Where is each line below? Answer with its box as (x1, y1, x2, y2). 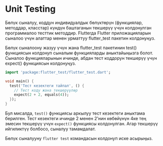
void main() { (5, 78, 34, 84)
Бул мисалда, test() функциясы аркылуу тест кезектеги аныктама (5, 110, 145, 116)
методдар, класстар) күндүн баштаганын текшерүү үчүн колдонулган (5, 24, 152, 30)
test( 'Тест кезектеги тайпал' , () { (9, 83, 84, 88)
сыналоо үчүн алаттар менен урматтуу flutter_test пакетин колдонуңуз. (5, 35, 156, 41)
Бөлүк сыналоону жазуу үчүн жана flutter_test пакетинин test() (5, 45, 137, 50)
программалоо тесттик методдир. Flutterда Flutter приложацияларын (5, 30, 151, 36)
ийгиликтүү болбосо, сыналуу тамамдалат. (5, 126, 96, 132)
